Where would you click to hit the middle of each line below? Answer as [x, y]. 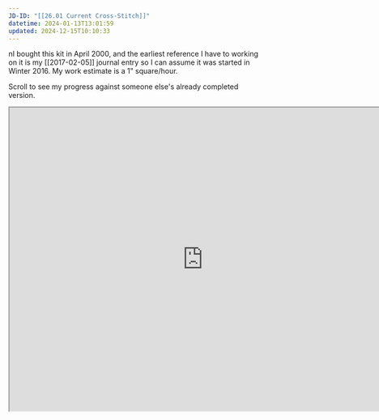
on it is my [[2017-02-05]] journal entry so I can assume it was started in [129, 62]
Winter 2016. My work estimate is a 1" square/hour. [93, 71]
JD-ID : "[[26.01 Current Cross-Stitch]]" [79, 16]
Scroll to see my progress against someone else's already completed [123, 87]
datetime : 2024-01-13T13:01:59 [61, 23]
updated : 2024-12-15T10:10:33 [60, 31]
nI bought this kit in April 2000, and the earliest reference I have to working [134, 54]
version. [22, 95]
